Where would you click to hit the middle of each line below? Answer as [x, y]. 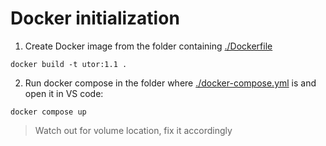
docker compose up [48, 112]
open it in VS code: [64, 93]
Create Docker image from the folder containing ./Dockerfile [148, 46]
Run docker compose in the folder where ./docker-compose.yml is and [170, 83]
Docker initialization [95, 18]
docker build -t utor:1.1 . [69, 64]
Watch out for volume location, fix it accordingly [133, 130]
